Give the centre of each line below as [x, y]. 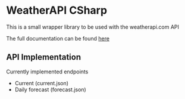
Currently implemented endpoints [47, 72]
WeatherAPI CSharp [57, 10]
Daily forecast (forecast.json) [50, 89]
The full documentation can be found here [58, 38]
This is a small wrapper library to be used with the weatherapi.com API [93, 27]
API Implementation [44, 57]
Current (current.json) [42, 83]
